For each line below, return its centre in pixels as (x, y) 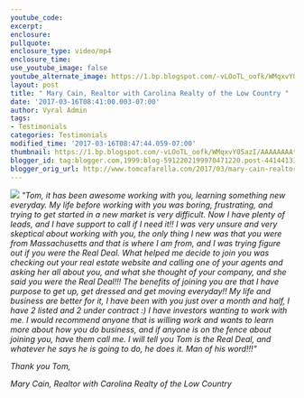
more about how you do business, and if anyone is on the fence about (141, 329)
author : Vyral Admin (49, 110)
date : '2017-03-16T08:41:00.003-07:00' (85, 102)
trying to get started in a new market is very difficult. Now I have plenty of (148, 215)
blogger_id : (32, 160)
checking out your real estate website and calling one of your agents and (147, 263)
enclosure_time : (41, 60)
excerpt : (27, 26)
